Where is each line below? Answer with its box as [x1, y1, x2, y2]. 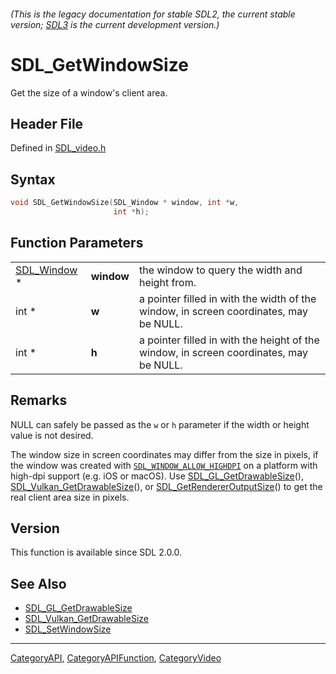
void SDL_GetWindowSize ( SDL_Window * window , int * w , [10, 198, 240, 208]
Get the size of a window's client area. [10, 86, 168, 99]
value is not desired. [10, 429, 94, 441]
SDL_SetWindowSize [24, 623, 112, 635]
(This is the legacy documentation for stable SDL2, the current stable [10, 8, 296, 20]
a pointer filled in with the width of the [138, 291, 317, 305]
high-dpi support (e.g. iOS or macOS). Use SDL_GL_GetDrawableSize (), [10, 470, 304, 482]
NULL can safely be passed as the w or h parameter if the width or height [10, 418, 310, 430]
